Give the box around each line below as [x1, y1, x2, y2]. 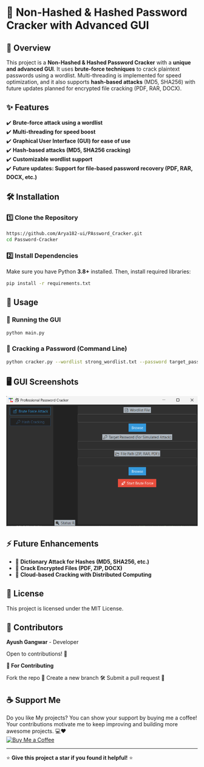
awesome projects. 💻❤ [6, 727, 67, 735]
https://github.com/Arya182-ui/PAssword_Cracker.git [6, 230, 143, 236]
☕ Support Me [6, 695, 61, 705]
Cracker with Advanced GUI [6, 18, 149, 32]
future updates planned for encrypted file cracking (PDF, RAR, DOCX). [6, 85, 182, 92]
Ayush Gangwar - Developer [6, 638, 79, 646]
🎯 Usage [6, 297, 38, 307]
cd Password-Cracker [6, 237, 59, 243]
